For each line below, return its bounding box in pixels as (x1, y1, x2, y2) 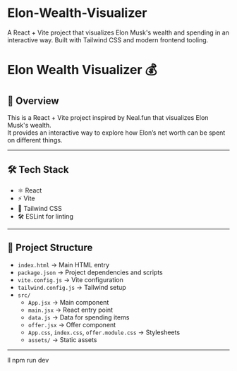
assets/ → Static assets (28, 335, 97, 343)
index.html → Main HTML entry (17, 260, 110, 269)
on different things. (7, 135, 63, 144)
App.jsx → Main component (28, 298, 109, 306)
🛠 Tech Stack (7, 164, 69, 176)
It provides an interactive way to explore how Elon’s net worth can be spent (7, 128, 226, 137)
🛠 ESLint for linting (17, 212, 74, 220)
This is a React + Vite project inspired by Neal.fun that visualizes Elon (7, 113, 209, 121)
